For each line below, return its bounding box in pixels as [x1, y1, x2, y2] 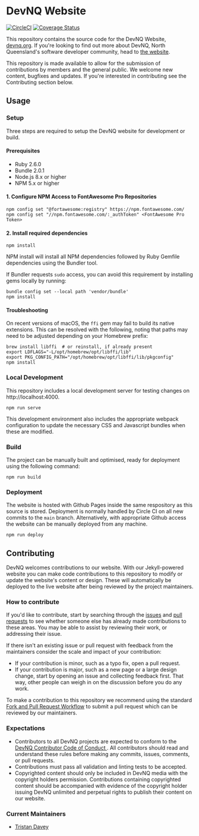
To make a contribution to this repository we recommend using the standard [6, 697, 192, 704]
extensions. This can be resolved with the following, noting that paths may [6, 326, 188, 333]
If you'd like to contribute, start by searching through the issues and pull [6, 611, 182, 619]
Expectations [6, 724, 46, 732]
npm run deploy [6, 532, 44, 538]
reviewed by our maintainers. [6, 709, 77, 716]
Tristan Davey [14, 823, 49, 831]
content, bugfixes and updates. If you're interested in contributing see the [6, 72, 187, 79]
